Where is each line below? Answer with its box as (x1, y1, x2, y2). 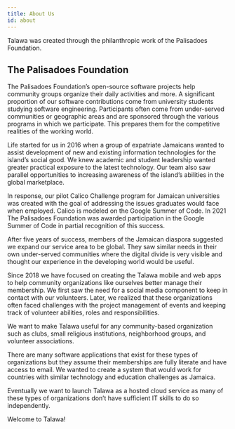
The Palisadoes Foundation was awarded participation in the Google (7, 214, 205, 223)
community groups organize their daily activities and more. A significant (7, 90, 215, 98)
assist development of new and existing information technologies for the (7, 148, 216, 157)
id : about (7, 17, 36, 24)
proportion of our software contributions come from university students (7, 98, 214, 106)
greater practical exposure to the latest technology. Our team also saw (7, 163, 211, 172)
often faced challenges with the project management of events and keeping (7, 301, 227, 310)
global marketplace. (7, 178, 65, 187)
